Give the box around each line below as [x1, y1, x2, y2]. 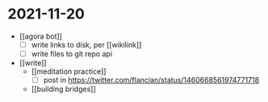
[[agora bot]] [19, 31, 62, 41]
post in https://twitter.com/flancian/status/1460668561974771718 [43, 75, 260, 85]
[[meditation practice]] [31, 67, 107, 76]
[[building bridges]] [31, 84, 96, 94]
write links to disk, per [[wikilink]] [31, 39, 142, 49]
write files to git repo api [31, 49, 113, 59]
